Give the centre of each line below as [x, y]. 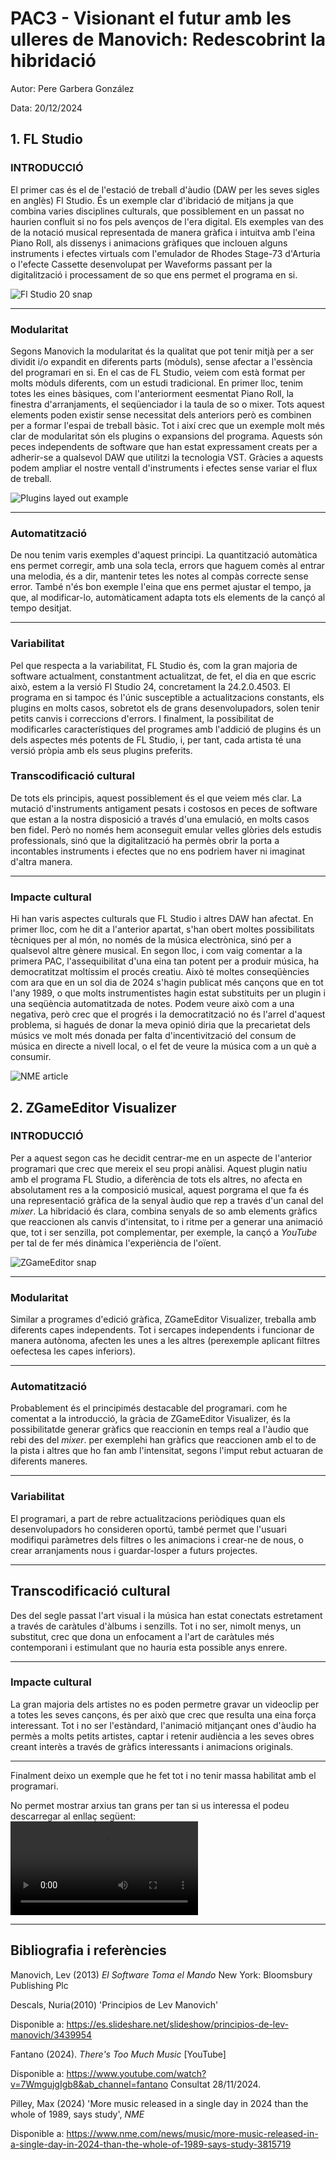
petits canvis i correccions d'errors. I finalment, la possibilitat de [142, 718]
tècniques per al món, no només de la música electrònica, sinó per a [151, 940]
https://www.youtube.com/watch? [136, 2073]
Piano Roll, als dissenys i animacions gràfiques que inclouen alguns [149, 243]
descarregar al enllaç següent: [73, 1816]
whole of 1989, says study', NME [77, 2114]
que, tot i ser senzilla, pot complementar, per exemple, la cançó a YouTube [164, 1232]
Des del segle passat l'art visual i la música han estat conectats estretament [166, 1615]
